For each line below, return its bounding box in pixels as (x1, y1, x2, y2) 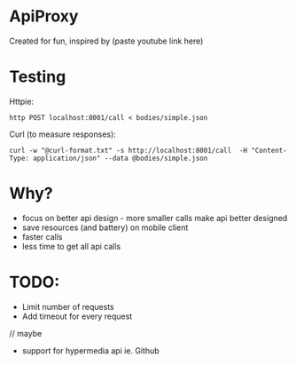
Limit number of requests (21, 301, 114, 312)
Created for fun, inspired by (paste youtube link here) (9, 36, 204, 46)
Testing (9, 67, 66, 87)
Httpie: (9, 96, 34, 107)
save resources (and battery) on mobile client (21, 222, 189, 233)
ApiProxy (9, 6, 79, 27)
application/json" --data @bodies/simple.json (32, 154, 208, 163)
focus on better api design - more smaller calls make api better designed (21, 212, 288, 223)
